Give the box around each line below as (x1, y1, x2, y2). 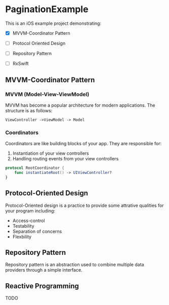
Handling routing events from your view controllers (12, 156, 119, 162)
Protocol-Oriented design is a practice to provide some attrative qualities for (5, 202, 164, 208)
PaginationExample (5, 4, 89, 15)
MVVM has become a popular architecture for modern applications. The (5, 102, 155, 108)
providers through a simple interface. (5, 267, 82, 273)
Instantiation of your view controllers (12, 150, 90, 156)
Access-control (12, 217, 45, 224)
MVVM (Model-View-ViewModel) (5, 91, 90, 98)
